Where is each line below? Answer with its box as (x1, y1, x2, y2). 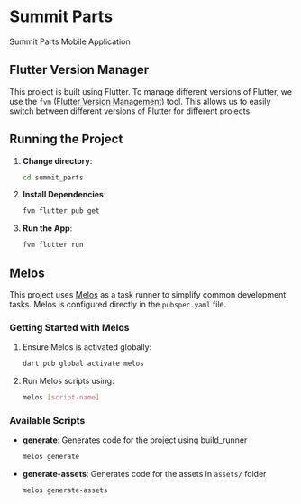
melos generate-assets (22, 486, 108, 495)
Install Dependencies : (22, 189, 106, 200)
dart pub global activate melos (22, 359, 144, 369)
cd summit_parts (22, 173, 84, 182)
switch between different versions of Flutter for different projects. (9, 105, 252, 116)
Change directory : (22, 155, 93, 166)
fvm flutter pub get (22, 206, 100, 215)
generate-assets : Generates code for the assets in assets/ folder (22, 469, 267, 480)
